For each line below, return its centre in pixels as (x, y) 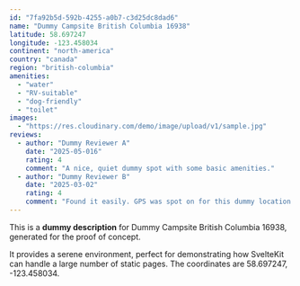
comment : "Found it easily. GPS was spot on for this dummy (140, 202)
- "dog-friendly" (50, 101)
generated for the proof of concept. (75, 237)
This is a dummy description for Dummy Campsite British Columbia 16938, (148, 227)
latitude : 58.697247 (48, 34)
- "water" (35, 85)
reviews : (26, 135)
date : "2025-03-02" (62, 185)
